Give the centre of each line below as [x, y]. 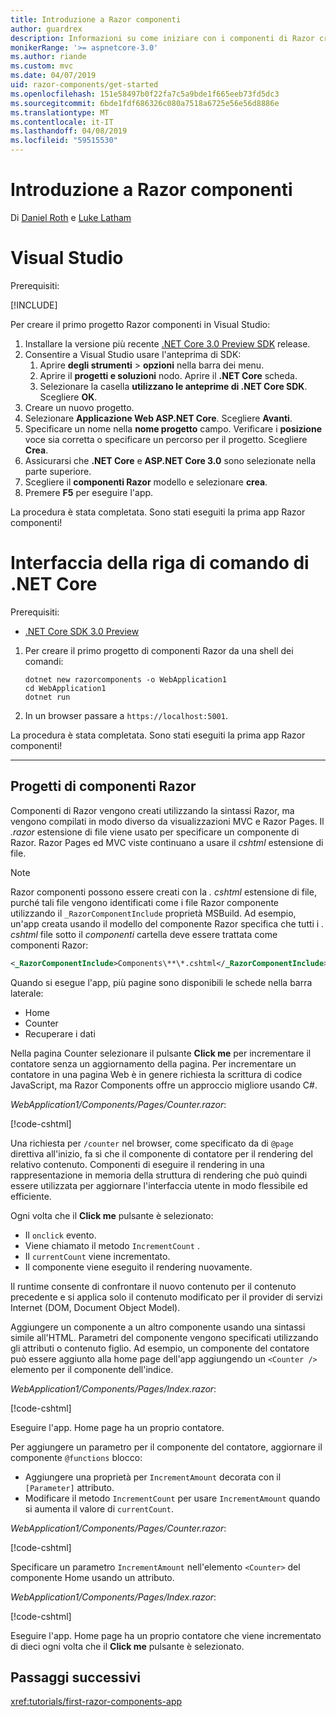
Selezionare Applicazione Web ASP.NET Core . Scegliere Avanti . [158, 418]
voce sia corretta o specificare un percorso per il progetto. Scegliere [166, 439]
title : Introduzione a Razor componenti [96, 19]
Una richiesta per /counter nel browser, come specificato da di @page [152, 1143]
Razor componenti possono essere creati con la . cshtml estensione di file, [163, 892]
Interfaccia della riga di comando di [160, 563]
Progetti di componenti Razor [103, 786]
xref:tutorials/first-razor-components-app [96, 1702]
